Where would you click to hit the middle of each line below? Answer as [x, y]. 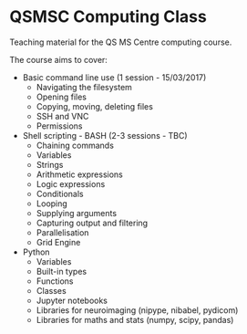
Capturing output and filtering [92, 223]
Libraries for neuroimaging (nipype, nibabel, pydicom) [137, 310]
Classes [51, 290]
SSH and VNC [62, 116]
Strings [50, 164]
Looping [52, 204]
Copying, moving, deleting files [94, 106]
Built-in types [62, 271]
